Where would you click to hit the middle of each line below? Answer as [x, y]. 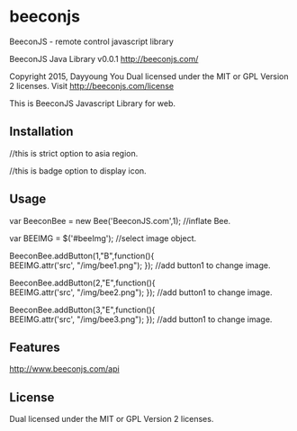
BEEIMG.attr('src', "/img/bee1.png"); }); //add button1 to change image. [140, 265]
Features [35, 347]
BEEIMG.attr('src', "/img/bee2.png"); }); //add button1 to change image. [141, 292]
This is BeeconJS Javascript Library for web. [93, 103]
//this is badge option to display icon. [78, 171]
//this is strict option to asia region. [74, 153]
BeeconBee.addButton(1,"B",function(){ [82, 256]
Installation [41, 132]
